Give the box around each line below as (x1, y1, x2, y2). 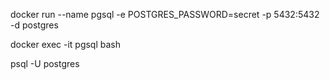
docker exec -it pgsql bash (10, 39, 122, 50)
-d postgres (10, 19, 59, 31)
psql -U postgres (10, 58, 80, 69)
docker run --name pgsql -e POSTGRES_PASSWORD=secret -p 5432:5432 (10, 9, 320, 20)
